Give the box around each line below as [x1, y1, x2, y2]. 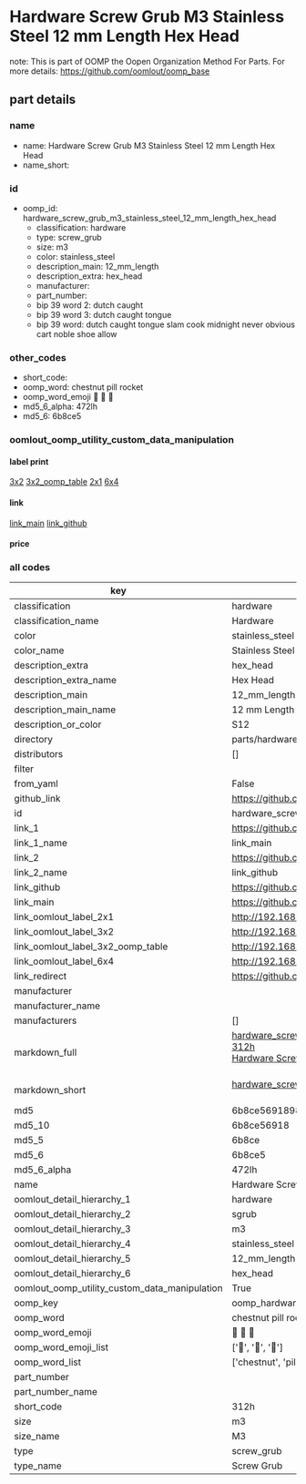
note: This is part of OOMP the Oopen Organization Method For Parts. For [9, 56, 285, 67]
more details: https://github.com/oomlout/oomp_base [9, 66, 210, 77]
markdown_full [14, 1046, 77, 1059]
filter [14, 762, 35, 775]
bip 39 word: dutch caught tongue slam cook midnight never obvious [36, 319, 296, 330]
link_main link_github [9, 517, 88, 528]
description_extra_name [14, 674, 117, 687]
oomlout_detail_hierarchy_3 [14, 1223, 131, 1235]
